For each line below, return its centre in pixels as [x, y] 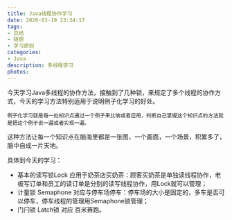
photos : [18, 71]
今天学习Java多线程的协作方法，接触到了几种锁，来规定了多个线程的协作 [111, 92]
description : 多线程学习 [41, 65]
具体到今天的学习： [35, 160]
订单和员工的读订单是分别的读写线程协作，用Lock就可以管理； [118, 183]
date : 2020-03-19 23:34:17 [46, 20]
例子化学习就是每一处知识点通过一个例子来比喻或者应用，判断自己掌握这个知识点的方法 [113, 115]
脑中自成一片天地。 [35, 145]
